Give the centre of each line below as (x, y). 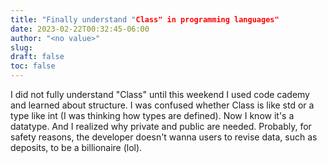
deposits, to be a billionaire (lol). (76, 147)
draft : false (37, 57)
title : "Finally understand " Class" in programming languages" (145, 19)
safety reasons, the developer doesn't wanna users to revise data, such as (164, 137)
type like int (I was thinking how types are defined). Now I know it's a (152, 115)
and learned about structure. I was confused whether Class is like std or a (162, 105)
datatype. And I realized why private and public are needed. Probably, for (161, 126)
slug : (21, 47)
